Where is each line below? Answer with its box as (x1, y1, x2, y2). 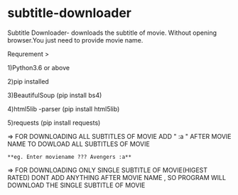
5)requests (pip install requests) (7, 118, 101, 127)
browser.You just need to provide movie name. (7, 35, 144, 44)
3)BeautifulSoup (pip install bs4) (7, 91, 102, 99)
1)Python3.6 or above (7, 63, 70, 72)
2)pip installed (7, 77, 50, 86)
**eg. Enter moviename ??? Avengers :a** (7, 153, 132, 160)
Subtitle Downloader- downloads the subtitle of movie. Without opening (7, 28, 217, 37)
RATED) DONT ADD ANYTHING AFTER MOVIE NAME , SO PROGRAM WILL (7, 173, 226, 182)
